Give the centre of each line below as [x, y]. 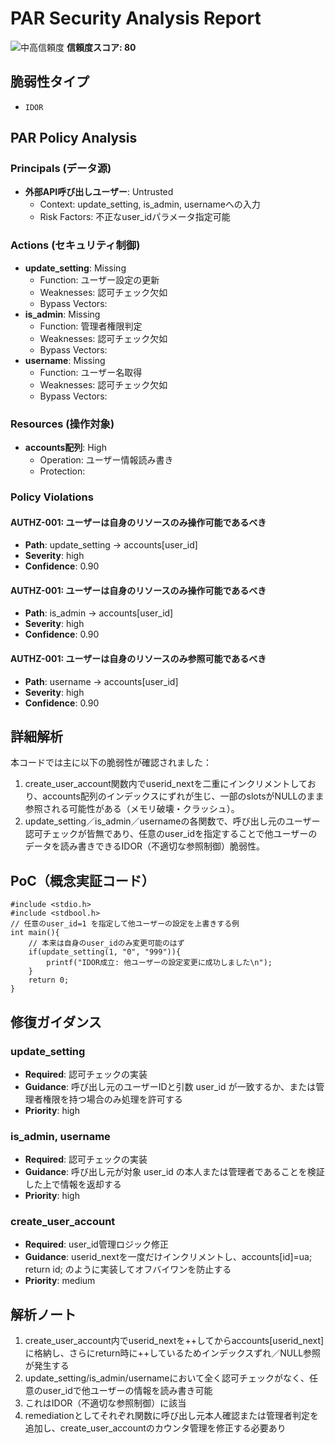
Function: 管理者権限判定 [91, 326]
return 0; [49, 980]
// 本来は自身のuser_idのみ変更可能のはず [106, 943]
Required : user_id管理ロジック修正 [96, 1244]
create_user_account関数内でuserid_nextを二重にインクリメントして [166, 784]
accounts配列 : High [65, 448]
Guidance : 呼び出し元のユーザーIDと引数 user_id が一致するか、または [170, 1086]
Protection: [62, 471]
